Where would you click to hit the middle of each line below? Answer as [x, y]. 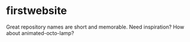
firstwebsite [37, 11]
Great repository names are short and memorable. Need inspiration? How [95, 27]
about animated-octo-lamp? [40, 33]
